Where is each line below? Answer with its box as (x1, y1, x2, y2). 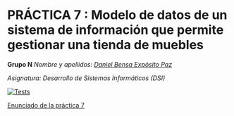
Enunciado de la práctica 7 (7, 101, 85, 109)
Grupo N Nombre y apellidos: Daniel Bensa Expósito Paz (7, 60, 173, 68)
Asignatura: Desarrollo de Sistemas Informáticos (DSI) (7, 74, 166, 82)
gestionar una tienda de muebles (7, 37, 204, 53)
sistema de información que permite (7, 22, 224, 38)
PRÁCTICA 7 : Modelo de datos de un (7, 7, 228, 23)
